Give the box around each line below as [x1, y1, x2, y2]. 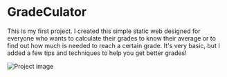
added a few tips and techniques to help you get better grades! [7, 49, 187, 57]
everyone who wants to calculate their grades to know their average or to [7, 34, 217, 42]
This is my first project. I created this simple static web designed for [7, 27, 201, 35]
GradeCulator [7, 4, 87, 20]
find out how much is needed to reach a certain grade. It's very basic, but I [7, 41, 220, 49]
